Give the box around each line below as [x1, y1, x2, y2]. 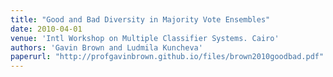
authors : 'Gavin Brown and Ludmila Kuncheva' [10, 42, 203, 53]
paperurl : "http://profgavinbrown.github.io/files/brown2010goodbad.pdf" [10, 52, 325, 62]
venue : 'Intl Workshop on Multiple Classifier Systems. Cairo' [10, 33, 280, 43]
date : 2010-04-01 [10, 24, 83, 34]
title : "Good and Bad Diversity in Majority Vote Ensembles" [10, 14, 271, 25]
